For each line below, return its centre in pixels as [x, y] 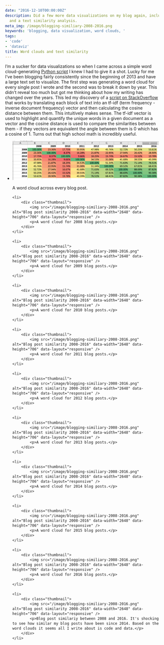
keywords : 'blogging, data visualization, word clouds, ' [65, 31]
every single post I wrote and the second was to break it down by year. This [81, 87]
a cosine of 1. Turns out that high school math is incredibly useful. [71, 134]
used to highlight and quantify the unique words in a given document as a [79, 118]
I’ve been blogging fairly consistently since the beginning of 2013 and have [81, 76]
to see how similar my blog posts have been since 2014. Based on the [85, 623]
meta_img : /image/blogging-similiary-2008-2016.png [59, 26]
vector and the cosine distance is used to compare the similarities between [81, 123]
